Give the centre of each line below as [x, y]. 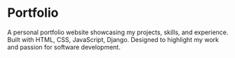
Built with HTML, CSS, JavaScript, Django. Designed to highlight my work [113, 39]
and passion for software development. [64, 47]
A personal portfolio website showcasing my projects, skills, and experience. [118, 32]
